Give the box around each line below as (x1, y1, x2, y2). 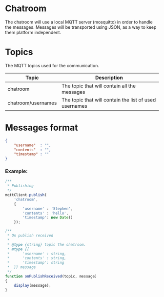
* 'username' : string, (7, 251, 67, 256)
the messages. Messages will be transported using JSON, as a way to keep (5, 24, 157, 30)
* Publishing (7, 183, 34, 188)
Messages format (5, 122, 78, 133)
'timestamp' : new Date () (22, 215, 73, 220)
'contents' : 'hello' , (22, 211, 69, 216)
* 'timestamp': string (7, 260, 64, 265)
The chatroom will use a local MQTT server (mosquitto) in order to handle (5, 19, 153, 25)
